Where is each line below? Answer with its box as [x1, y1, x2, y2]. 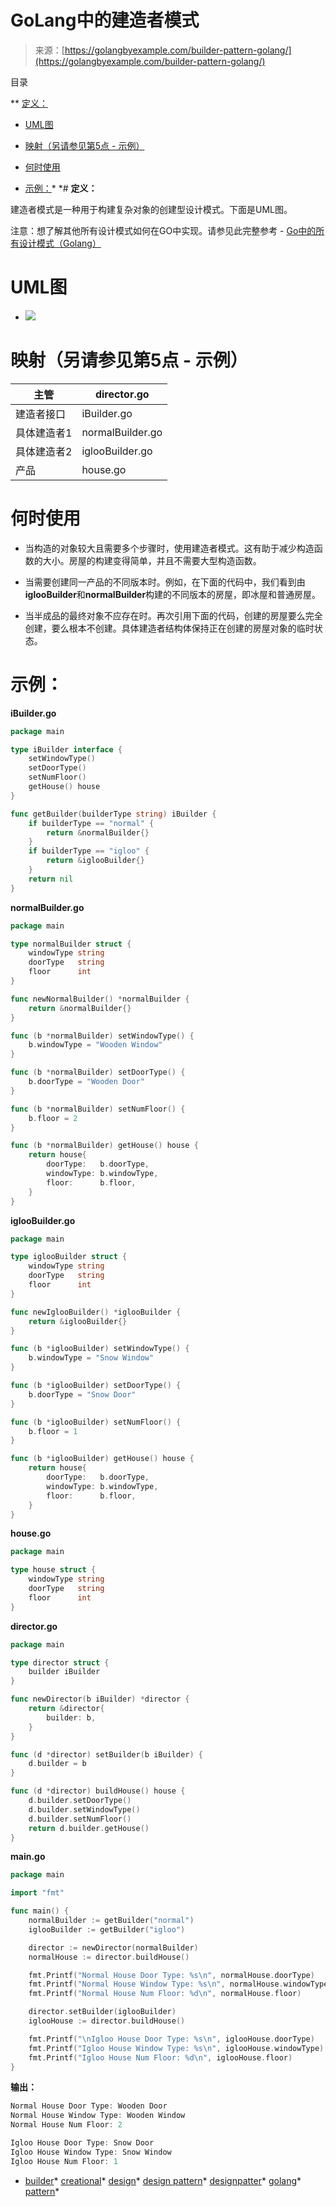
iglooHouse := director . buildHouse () [28, 2016, 186, 2026]
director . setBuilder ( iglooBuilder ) [28, 2007, 177, 2017]
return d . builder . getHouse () [28, 1823, 150, 1833]
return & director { [28, 1704, 105, 1714]
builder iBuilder [28, 1667, 101, 1677]
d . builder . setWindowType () [28, 1804, 141, 1815]
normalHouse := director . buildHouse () [28, 1952, 190, 1962]
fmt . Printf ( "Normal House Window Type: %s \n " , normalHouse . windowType [28, 1979, 329, 1990]
